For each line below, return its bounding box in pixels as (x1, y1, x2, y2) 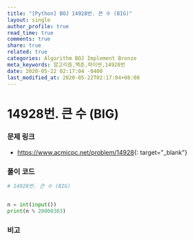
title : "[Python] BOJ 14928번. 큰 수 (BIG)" (7, 10, 133, 17)
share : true (7, 42, 41, 49)
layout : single (7, 17, 51, 23)
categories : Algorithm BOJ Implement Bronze (7, 55, 137, 62)
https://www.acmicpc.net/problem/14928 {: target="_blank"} (17, 148, 188, 156)
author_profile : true (7, 23, 69, 30)
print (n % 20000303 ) (7, 207, 67, 214)
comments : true (7, 36, 51, 43)
